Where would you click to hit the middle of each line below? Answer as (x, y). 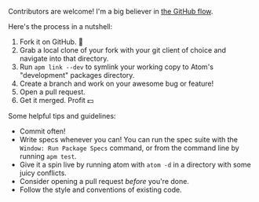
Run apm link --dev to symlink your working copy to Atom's (117, 67)
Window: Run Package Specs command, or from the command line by (129, 148)
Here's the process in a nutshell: (60, 26)
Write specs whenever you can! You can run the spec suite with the (128, 140)
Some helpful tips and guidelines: (62, 116)
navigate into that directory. (64, 59)
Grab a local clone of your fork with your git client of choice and (122, 50)
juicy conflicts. (43, 173)
